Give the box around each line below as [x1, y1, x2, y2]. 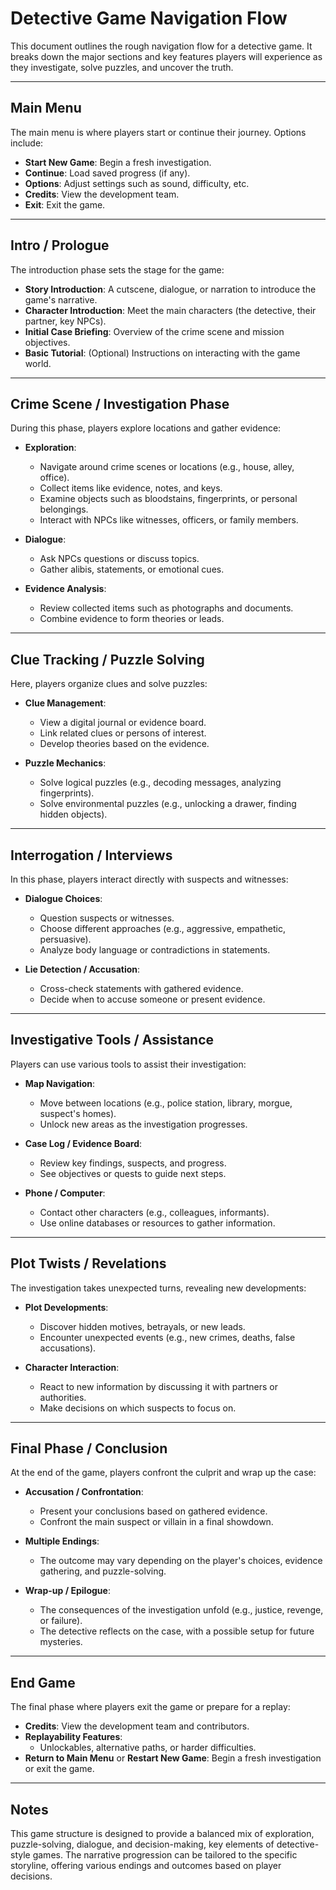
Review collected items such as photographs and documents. [39, 602, 294, 614]
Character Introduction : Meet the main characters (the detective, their [24, 304, 317, 316]
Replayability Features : [24, 1731, 123, 1743]
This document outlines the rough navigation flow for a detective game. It [10, 40, 313, 52]
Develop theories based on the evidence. [39, 738, 210, 750]
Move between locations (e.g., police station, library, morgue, [39, 1097, 293, 1109]
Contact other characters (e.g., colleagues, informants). [39, 1206, 270, 1218]
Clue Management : [24, 697, 107, 709]
